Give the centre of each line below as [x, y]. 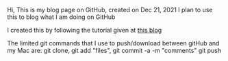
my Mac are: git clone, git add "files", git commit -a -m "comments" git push [114, 50]
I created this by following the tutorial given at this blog [85, 30]
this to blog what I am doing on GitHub [61, 17]
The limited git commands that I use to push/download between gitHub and [113, 43]
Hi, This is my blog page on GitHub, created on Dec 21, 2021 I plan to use [110, 10]
